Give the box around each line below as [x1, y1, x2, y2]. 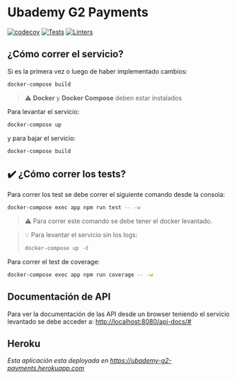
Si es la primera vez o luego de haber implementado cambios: [7, 67, 187, 75]
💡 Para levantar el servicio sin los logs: [24, 231, 138, 239]
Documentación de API [7, 291, 111, 303]
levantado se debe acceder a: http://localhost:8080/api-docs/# [7, 317, 192, 326]
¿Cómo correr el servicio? [7, 48, 124, 60]
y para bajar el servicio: [7, 134, 76, 142]
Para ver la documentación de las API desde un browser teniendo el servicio [7, 310, 230, 318]
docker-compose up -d [24, 245, 88, 252]
